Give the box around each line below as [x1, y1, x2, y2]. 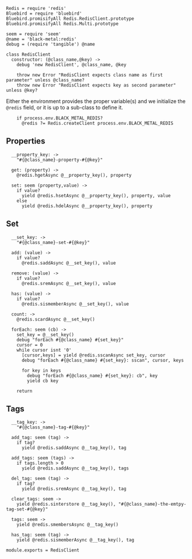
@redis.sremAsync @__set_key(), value [21, 280, 116, 286]
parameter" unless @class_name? [6, 77, 85, 83]
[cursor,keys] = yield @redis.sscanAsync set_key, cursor [21, 352, 166, 358]
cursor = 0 [16, 342, 43, 348]
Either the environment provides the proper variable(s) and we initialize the [6, 98, 186, 105]
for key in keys [21, 368, 61, 373]
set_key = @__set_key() [16, 331, 75, 338]
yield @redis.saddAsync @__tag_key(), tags [21, 465, 130, 471]
